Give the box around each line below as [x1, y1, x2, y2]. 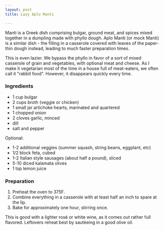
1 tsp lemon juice [12, 165, 47, 171]
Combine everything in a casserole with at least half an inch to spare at [12, 194, 157, 200]
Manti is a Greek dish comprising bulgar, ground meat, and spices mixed [5, 30, 153, 35]
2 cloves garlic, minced [12, 115, 60, 121]
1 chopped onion [12, 109, 46, 116]
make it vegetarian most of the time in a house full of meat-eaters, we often [5, 65, 159, 71]
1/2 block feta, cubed [12, 150, 55, 156]
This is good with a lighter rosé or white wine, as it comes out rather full [5, 214, 151, 220]
